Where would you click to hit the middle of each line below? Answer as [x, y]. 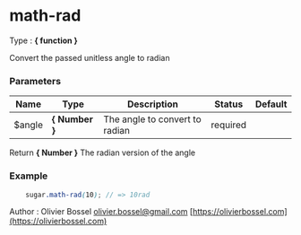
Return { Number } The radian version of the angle [102, 152]
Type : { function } [43, 40]
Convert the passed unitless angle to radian [90, 57]
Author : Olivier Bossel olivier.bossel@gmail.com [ [101, 212]
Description [153, 104]
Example [29, 176]
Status [229, 104]
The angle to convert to [152, 119]
